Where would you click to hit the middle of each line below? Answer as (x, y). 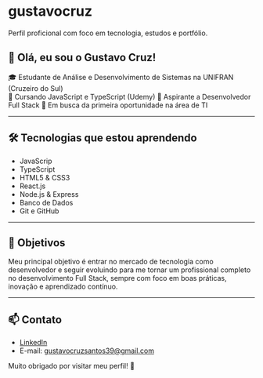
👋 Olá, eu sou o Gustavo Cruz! (82, 58)
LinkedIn (33, 343)
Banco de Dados (46, 202)
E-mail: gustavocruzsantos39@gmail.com (87, 351)
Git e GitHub (39, 211)
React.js (32, 186)
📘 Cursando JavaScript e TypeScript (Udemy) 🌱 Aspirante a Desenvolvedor (130, 96)
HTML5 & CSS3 (45, 177)
